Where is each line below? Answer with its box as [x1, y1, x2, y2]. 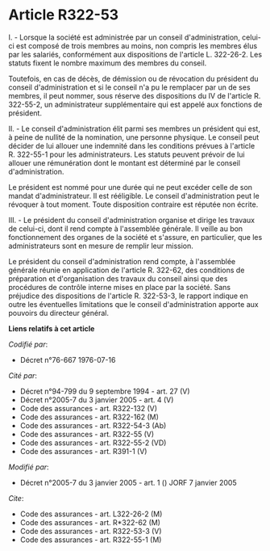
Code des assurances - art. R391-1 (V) [19, 446, 147, 456]
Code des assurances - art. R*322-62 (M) [19, 517, 161, 527]
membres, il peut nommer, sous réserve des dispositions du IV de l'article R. [8, 90, 261, 100]
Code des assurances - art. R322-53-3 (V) [19, 526, 163, 536]
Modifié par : [8, 462, 50, 472]
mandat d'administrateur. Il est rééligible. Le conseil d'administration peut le [8, 191, 260, 200]
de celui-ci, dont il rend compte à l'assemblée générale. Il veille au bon [8, 224, 243, 233]
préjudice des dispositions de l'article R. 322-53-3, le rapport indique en [8, 291, 248, 301]
